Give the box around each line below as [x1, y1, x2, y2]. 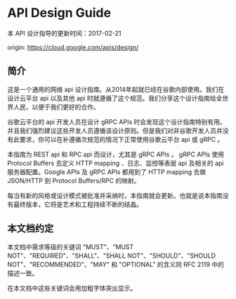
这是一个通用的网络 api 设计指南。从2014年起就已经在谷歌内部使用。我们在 [7, 85, 225, 93]
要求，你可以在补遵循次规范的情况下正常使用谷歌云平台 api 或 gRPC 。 [19, 135, 224, 143]
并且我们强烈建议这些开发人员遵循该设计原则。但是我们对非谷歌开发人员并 [7, 126, 223, 135]
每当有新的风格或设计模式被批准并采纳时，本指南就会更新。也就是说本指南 [7, 191, 223, 199]
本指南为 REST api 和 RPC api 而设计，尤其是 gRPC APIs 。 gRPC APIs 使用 [7, 149, 225, 159]
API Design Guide [7, 5, 111, 21]
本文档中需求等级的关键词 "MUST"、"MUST [7, 242, 134, 251]
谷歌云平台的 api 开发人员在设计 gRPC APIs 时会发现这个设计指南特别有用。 [7, 117, 227, 126]
